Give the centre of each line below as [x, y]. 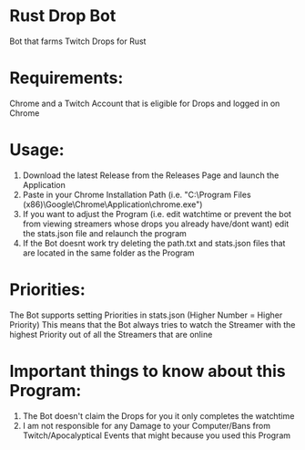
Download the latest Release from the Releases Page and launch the [151, 175]
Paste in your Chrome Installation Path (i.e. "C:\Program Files [137, 194]
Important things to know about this [148, 371]
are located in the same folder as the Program [108, 253]
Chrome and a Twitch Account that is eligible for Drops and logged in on [145, 103]
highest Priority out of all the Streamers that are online [111, 334]
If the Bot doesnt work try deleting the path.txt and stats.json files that [154, 243]
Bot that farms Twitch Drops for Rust [78, 41]
